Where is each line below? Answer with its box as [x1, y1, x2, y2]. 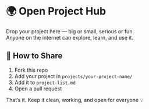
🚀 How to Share [6, 51, 63, 61]
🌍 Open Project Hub [6, 5, 107, 18]
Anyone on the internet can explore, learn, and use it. [6, 34, 134, 41]
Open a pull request [14, 85, 62, 92]
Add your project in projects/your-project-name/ [14, 72, 133, 79]
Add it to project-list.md [14, 79, 76, 86]
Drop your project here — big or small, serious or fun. [6, 27, 134, 35]
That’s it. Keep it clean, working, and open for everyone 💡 [6, 96, 144, 103]
